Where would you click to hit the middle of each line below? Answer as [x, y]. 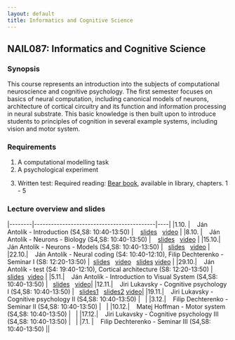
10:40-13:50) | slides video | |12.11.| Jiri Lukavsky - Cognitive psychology [117, 284]
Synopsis [23, 69]
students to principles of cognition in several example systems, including [112, 122]
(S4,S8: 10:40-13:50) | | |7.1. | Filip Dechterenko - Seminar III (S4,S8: [109, 321]
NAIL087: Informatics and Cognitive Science [107, 49]
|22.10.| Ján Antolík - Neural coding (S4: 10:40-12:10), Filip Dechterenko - [115, 254]
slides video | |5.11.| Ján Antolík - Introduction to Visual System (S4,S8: [113, 276]
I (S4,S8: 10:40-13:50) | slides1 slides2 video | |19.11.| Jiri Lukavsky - [110, 292]
